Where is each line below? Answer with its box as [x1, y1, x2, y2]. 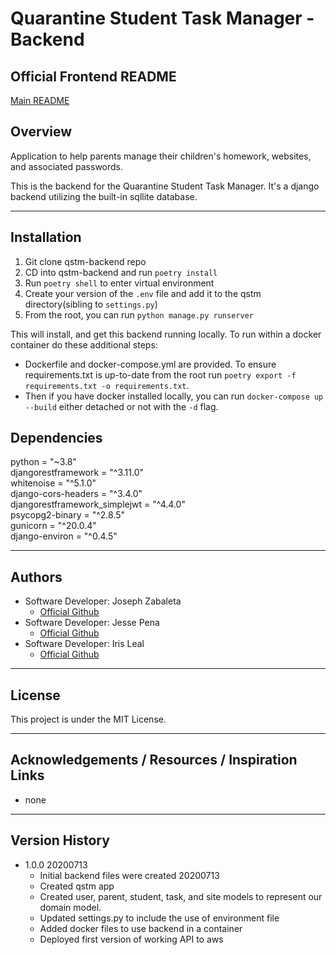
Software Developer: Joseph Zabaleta [24, 595, 182, 607]
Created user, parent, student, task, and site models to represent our [39, 890, 323, 902]
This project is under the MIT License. [10, 713, 167, 726]
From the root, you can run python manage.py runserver [24, 308, 254, 321]
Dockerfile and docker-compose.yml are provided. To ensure [24, 358, 277, 370]
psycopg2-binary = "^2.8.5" [10, 509, 126, 521]
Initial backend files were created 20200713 [39, 869, 220, 881]
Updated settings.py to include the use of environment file [39, 912, 280, 924]
